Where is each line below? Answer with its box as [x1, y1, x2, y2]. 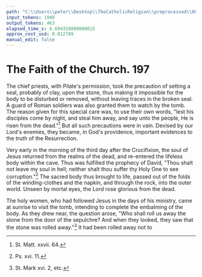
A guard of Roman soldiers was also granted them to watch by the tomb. [6, 102, 186, 109]
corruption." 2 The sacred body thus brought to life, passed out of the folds [6, 172, 191, 180]
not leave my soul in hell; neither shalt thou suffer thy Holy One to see [6, 165, 179, 172]
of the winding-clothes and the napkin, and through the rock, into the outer [6, 179, 192, 186]
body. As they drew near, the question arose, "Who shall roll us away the [6, 210, 186, 217]
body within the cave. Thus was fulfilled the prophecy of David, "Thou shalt [6, 159, 194, 166]
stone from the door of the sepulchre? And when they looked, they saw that [6, 216, 194, 224]
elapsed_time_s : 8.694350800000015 [6, 25, 96, 32]
